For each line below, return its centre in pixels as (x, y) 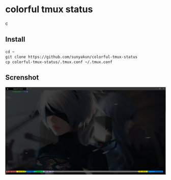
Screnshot (22, 78)
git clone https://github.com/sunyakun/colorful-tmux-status (72, 57)
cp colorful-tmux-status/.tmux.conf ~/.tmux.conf (59, 62)
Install (15, 39)
